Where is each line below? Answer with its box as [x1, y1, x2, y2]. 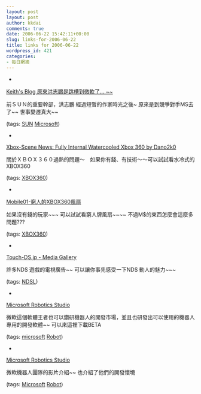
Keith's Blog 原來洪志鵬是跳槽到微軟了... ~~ [6, 88, 113, 95]
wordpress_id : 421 [6, 48, 52, 54]
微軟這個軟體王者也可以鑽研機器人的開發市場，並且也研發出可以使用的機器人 [6, 313, 195, 321]
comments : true [6, 25, 44, 32]
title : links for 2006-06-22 [6, 43, 79, 49]
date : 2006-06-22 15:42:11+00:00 [6, 31, 90, 37]
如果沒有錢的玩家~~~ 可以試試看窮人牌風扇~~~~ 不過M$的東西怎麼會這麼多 [6, 210, 194, 218]
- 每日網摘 [6, 59, 30, 65]
